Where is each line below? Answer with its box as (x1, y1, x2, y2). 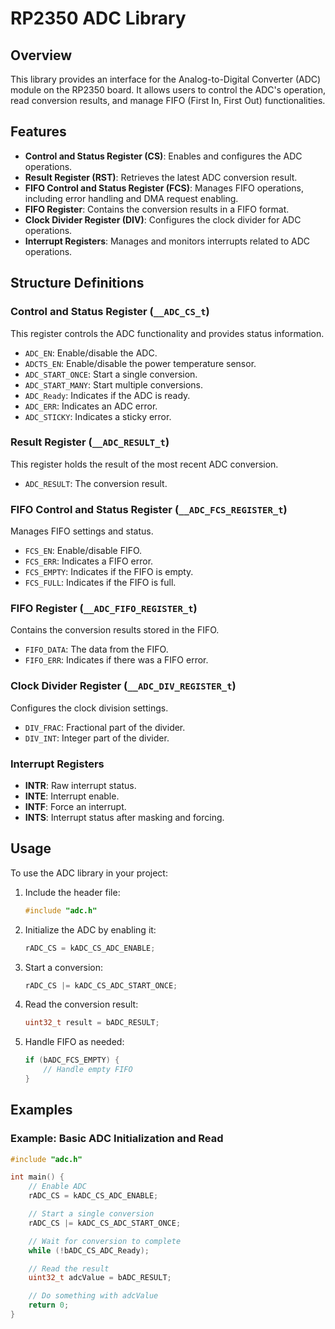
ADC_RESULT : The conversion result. (24, 477, 168, 489)
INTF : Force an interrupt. (24, 800, 127, 812)
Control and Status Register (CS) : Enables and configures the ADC (24, 150, 303, 162)
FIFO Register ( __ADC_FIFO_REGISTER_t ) (10, 602, 198, 616)
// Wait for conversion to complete (28, 1236, 182, 1246)
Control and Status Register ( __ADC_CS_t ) (10, 305, 210, 319)
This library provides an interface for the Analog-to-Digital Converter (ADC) (10, 73, 322, 85)
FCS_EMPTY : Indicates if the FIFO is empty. (24, 566, 194, 578)
